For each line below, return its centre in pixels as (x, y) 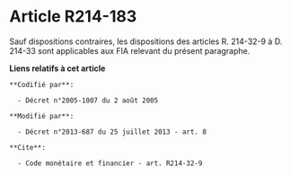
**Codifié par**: (42, 84)
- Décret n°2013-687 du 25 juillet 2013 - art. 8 (112, 132)
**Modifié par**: (42, 116)
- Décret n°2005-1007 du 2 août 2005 (88, 101)
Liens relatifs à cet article (57, 68)
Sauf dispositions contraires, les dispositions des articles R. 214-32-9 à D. (146, 41)
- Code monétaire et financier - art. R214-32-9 (110, 163)
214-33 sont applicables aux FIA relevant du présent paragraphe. (130, 50)
